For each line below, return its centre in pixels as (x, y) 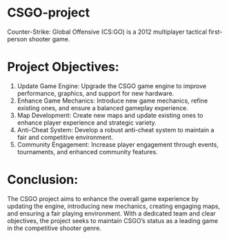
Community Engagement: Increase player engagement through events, (118, 144)
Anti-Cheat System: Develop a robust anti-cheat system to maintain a (116, 129)
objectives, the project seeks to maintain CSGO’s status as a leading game (113, 220)
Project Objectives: (63, 67)
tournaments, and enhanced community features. (88, 152)
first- (216, 32)
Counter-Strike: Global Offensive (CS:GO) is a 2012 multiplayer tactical (107, 32)
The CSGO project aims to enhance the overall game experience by (103, 198)
